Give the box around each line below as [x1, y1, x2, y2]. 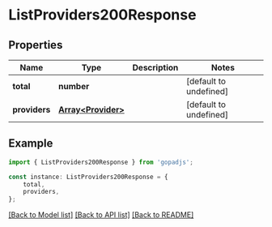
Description [132, 62, 179, 73]
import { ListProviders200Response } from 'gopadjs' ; [8, 158, 194, 166]
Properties [8, 38, 63, 52]
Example [8, 136, 53, 151]
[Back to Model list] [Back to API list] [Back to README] [8, 210, 194, 220]
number [57, 81, 90, 92]
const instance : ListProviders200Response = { [8, 173, 168, 181]
